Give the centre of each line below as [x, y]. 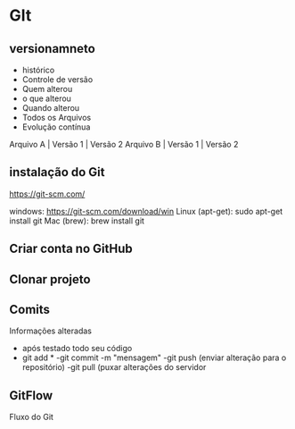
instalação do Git [57, 172]
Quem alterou [47, 89]
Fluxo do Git [31, 417]
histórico [38, 70]
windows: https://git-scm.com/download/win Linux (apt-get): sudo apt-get [146, 211]
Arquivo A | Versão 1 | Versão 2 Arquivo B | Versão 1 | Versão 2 [124, 144]
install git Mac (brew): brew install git [77, 221]
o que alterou [46, 98]
